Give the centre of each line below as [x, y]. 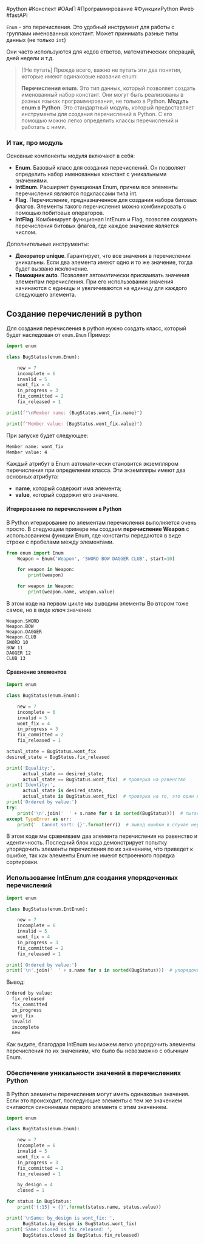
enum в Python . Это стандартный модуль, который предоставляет [107, 108]
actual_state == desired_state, [63, 774]
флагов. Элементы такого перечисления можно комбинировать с [100, 207]
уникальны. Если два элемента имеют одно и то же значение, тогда [104, 262]
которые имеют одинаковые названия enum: [79, 76]
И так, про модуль [35, 142]
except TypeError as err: [39, 819]
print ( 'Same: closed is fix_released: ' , [59, 1229]
